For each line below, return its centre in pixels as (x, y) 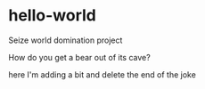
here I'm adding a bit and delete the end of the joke (102, 74)
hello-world (53, 16)
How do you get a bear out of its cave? (79, 57)
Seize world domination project (66, 40)
